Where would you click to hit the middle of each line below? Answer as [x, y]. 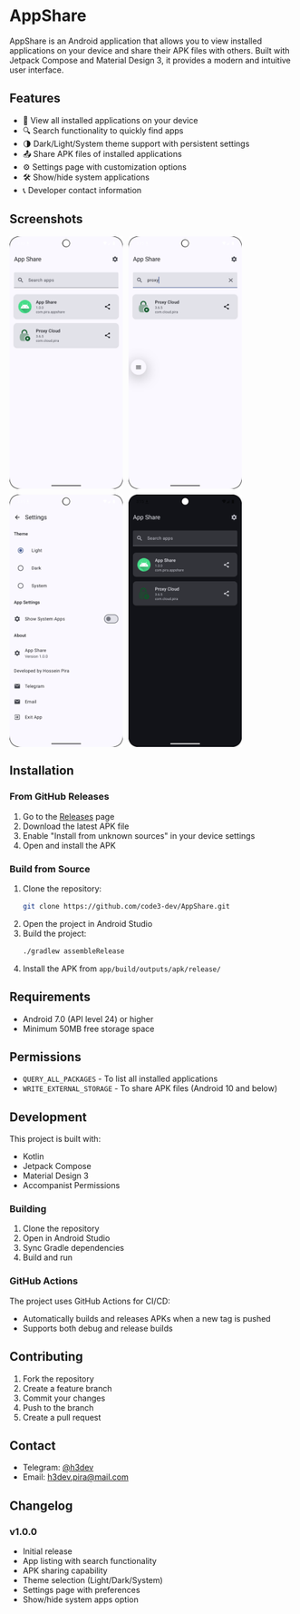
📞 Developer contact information [82, 190]
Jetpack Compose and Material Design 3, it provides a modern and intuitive [150, 60]
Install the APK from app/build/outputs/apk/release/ [121, 969]
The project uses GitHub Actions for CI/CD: [90, 1301]
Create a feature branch [67, 1388]
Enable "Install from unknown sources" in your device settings [139, 835]
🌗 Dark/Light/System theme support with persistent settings [136, 143]
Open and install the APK [69, 845]
